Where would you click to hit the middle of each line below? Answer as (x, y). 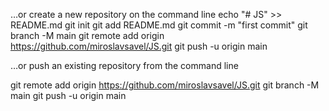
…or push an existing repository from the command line (124, 65)
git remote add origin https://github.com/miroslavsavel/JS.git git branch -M (165, 85)
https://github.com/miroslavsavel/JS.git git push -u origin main (139, 46)
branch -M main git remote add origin (87, 35)
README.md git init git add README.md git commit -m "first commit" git (159, 25)
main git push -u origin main (68, 95)
